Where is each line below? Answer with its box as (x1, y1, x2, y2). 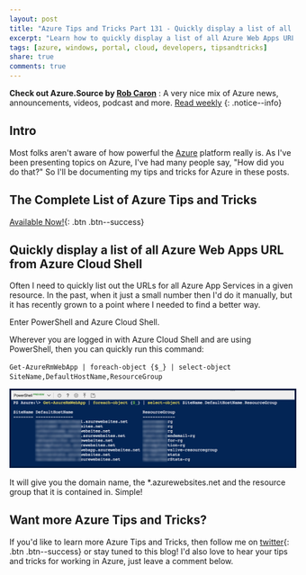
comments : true (9, 62, 67, 71)
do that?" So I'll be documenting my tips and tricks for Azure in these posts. (9, 166, 290, 177)
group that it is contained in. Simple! (9, 486, 143, 497)
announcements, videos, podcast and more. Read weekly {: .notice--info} (9, 97, 282, 108)
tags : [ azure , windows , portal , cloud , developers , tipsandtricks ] (9, 43, 268, 52)
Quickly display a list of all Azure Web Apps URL (9, 243, 284, 258)
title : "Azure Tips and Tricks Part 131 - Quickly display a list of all (9, 23, 292, 33)
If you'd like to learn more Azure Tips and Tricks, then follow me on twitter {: (9, 536, 290, 547)
